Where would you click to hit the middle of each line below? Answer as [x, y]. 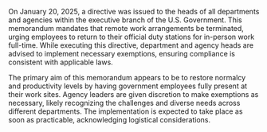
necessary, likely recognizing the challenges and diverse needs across [124, 103]
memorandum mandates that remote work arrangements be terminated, [126, 28]
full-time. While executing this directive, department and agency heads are [131, 45]
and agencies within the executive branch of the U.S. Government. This [125, 20]
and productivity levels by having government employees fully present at [128, 86]
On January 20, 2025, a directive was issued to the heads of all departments [134, 12]
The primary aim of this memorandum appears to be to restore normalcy [127, 78]
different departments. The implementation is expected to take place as [126, 111]
